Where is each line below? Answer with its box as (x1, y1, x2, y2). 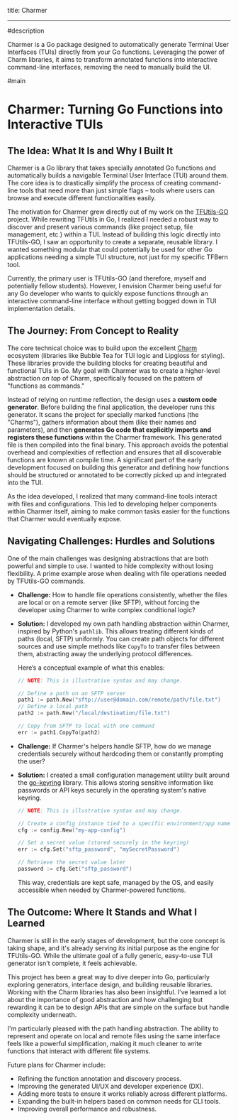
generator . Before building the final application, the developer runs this (7, 403, 215, 411)
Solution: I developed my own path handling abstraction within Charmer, (17, 619, 230, 628)
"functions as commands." (7, 381, 85, 390)
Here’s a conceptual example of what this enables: (17, 663, 165, 672)
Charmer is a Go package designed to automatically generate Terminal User (7, 40, 229, 48)
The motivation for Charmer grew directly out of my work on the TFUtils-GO (7, 207, 229, 216)
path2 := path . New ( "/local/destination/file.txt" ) (17, 709, 171, 717)
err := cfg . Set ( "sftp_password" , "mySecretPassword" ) (17, 846, 180, 853)
